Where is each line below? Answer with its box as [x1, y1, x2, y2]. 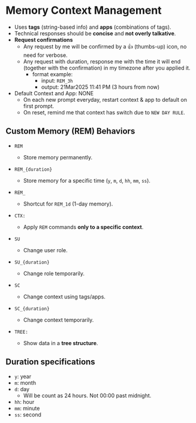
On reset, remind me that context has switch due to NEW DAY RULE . [23, 108, 185, 116]
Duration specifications [5, 357, 95, 367]
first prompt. [23, 102, 55, 110]
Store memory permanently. [23, 153, 93, 161]
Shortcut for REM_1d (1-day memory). [23, 200, 113, 207]
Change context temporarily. [23, 316, 94, 324]
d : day [14, 385, 30, 392]
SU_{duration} [14, 259, 50, 265]
